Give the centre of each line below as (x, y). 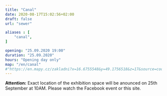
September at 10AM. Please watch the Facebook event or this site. (73, 88)
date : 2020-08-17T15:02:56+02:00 (40, 14)
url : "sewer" (19, 24)
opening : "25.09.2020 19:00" (35, 50)
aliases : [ (17, 33)
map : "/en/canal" (23, 64)
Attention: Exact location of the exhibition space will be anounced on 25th (81, 83)
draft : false (19, 19)
